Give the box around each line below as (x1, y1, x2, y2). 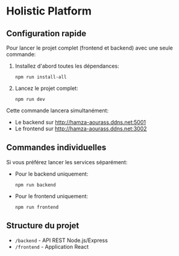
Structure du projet (6, 220, 80, 231)
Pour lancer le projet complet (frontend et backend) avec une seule (6, 44, 173, 51)
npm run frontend (14, 204, 59, 210)
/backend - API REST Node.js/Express (14, 237, 108, 244)
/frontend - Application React (14, 243, 89, 250)
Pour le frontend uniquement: (14, 192, 89, 200)
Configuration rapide (6, 28, 86, 39)
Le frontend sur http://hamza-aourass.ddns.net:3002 (14, 125, 147, 132)
